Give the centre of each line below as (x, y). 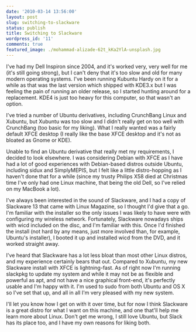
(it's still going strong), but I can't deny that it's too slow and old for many (94, 72)
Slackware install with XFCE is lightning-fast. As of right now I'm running (93, 267)
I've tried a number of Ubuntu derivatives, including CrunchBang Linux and (96, 115)
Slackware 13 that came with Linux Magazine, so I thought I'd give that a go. (98, 206)
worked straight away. (33, 243)
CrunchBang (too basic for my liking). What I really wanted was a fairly (91, 127)
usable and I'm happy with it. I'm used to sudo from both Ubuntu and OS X (96, 286)
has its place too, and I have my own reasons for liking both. (78, 323)
